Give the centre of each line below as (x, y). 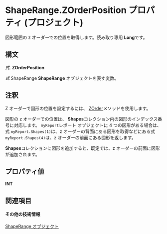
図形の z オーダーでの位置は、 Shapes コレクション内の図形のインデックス (82, 119)
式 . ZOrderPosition (25, 67)
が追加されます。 (22, 154)
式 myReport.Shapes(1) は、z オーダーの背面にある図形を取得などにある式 (80, 131)
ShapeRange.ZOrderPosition (66, 10)
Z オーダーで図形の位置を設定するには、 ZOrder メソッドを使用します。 (78, 108)
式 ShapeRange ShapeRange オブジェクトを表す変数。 (62, 78)
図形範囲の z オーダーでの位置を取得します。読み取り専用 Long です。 (76, 37)
